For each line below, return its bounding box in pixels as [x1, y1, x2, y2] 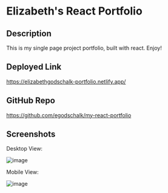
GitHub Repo [6, 96, 56, 106]
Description [6, 28, 52, 39]
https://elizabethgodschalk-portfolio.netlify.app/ [6, 77, 126, 85]
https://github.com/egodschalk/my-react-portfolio [6, 111, 132, 119]
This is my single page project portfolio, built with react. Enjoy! [6, 44, 162, 51]
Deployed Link [6, 62, 62, 72]
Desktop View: [6, 145, 43, 152]
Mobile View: [6, 168, 39, 176]
